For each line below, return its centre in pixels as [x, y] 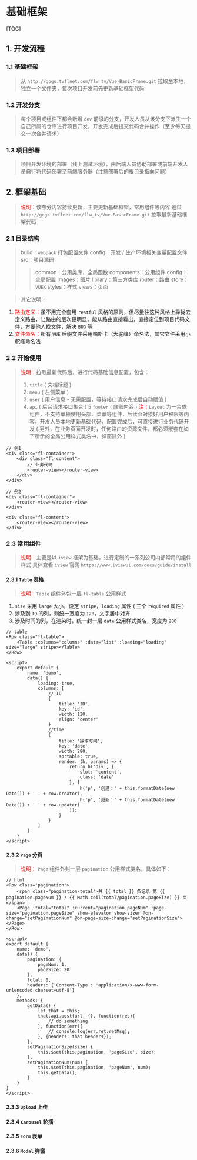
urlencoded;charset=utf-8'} [41, 991]
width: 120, [73, 714]
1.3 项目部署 [23, 150]
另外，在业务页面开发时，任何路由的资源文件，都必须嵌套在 [111, 429]
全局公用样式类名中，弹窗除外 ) [88, 436]
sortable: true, [79, 756]
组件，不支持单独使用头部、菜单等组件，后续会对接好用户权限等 [106, 414]
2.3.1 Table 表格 [25, 579]
